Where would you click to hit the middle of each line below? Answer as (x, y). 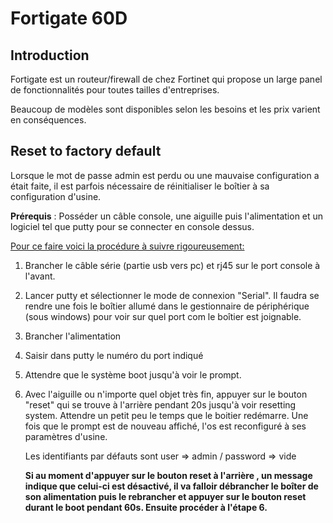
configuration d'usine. (56, 196)
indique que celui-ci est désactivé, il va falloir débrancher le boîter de (171, 486)
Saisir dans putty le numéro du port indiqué (114, 355)
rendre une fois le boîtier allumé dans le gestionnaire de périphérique (167, 306)
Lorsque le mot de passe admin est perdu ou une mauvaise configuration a (165, 175)
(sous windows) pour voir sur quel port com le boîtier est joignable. (163, 316)
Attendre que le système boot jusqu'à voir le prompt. (133, 374)
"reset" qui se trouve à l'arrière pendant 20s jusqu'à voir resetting (160, 404)
